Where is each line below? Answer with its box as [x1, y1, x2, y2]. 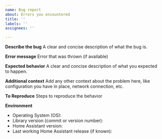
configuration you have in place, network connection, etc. [5, 83, 124, 90]
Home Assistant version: [12, 123, 63, 129]
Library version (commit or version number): [12, 118, 104, 124]
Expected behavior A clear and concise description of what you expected [5, 63, 158, 69]
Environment [5, 103, 32, 109]
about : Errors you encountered [5, 12, 70, 17]
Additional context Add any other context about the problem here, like [5, 78, 151, 84]
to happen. [5, 68, 27, 75]
